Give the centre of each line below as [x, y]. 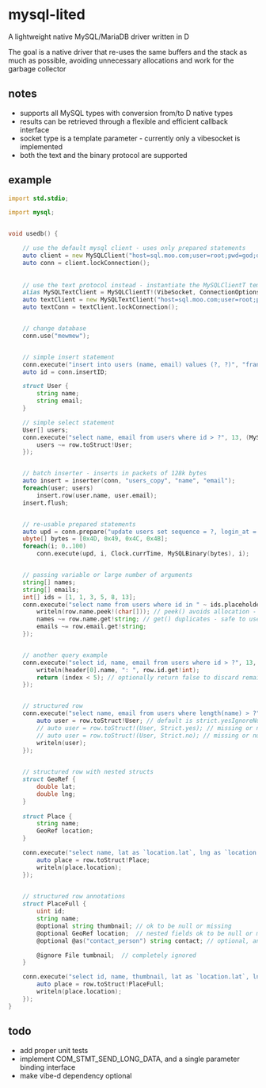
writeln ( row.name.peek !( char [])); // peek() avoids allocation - [147, 612]
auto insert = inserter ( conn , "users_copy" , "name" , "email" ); [129, 481]
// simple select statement [68, 422]
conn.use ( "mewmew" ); [56, 336]
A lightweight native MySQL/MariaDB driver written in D [99, 37]
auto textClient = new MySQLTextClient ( [90, 300]
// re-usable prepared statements [79, 524]
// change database [55, 329]
